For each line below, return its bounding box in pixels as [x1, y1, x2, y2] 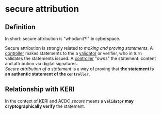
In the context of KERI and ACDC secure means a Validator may [5, 98, 134, 104]
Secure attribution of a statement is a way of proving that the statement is [5, 66, 154, 72]
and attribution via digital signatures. [5, 61, 78, 66]
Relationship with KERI [5, 85, 75, 94]
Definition [5, 23, 35, 31]
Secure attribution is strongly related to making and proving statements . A [5, 45, 153, 51]
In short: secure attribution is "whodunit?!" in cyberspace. [5, 36, 120, 41]
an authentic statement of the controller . [5, 71, 90, 76]
